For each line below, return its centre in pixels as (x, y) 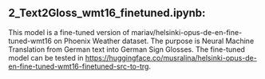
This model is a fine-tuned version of (69, 32)
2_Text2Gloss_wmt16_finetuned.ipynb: (107, 13)
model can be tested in (46, 57)
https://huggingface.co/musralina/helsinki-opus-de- (171, 57)
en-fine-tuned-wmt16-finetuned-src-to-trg (79, 66)
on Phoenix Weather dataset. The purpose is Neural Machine (154, 41)
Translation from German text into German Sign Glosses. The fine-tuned (127, 49)
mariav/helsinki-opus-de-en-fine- (187, 32)
